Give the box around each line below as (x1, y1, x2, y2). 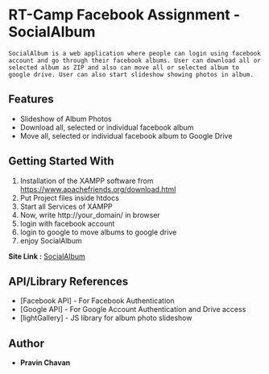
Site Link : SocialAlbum (8, 251, 86, 261)
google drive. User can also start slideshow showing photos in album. (8, 70, 254, 78)
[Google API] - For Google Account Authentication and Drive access (19, 305, 246, 314)
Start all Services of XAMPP (19, 202, 113, 211)
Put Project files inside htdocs (19, 193, 119, 202)
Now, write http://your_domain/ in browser (19, 210, 161, 219)
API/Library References (8, 274, 129, 288)
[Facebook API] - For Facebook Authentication (19, 296, 175, 305)
